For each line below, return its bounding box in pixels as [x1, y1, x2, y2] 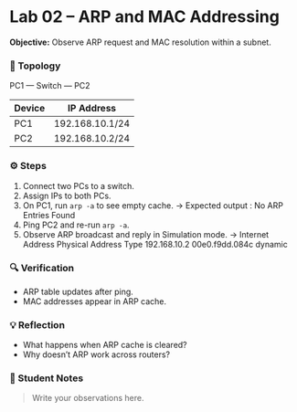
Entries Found [22, 209, 76, 220]
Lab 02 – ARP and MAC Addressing [9, 6, 281, 27]
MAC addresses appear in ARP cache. [22, 295, 167, 307]
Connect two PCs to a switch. [22, 180, 135, 191]
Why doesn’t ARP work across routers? [22, 349, 171, 360]
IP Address [67, 102, 117, 115]
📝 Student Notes [9, 372, 84, 385]
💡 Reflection [9, 318, 66, 331]
